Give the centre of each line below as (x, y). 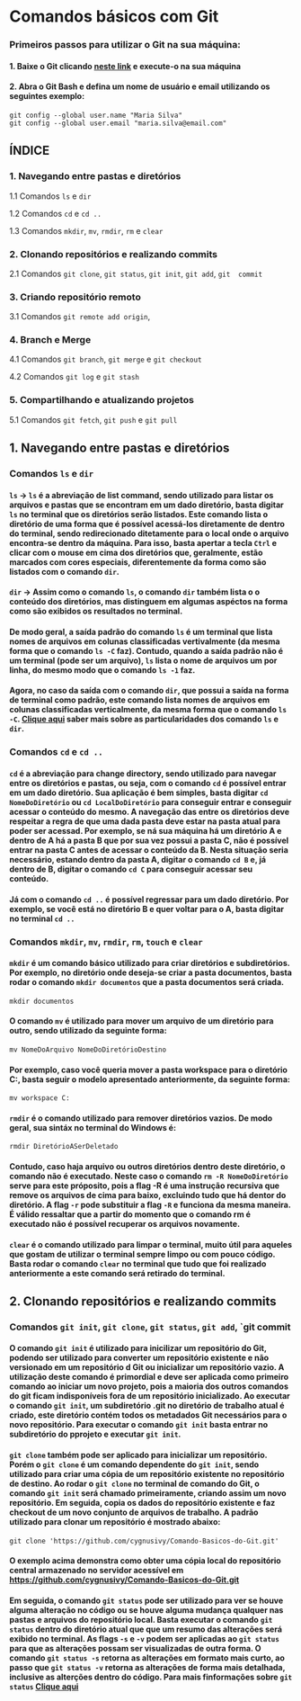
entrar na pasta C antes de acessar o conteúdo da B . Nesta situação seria (149, 850)
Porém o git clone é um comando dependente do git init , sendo (134, 1464)
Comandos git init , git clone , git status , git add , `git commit (150, 1327)
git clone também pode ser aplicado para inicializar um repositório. (138, 1455)
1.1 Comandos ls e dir (50, 196)
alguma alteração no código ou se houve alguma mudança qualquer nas (146, 1610)
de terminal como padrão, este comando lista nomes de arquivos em (140, 700)
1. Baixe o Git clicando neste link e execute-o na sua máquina (125, 66)
